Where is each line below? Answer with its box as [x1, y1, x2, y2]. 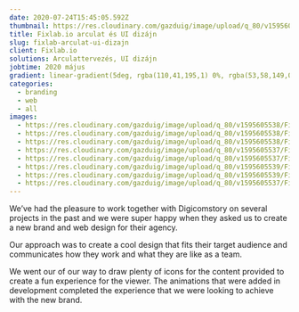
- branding [17, 87, 58, 96]
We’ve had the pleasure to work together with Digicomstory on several [9, 203, 268, 214]
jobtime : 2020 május [9, 63, 86, 72]
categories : [9, 79, 53, 88]
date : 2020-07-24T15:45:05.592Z [9, 12, 129, 22]
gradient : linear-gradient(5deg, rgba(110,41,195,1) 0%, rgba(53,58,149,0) [9, 71, 296, 80]
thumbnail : [9, 21, 50, 30]
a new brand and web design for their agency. [9, 222, 178, 233]
